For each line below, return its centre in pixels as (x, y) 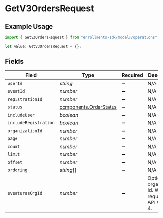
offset (15, 162)
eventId (16, 91)
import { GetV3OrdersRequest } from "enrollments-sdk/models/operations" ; (82, 37)
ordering (17, 170)
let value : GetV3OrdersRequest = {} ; (43, 46)
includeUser (21, 115)
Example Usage (29, 26)
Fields (15, 61)
